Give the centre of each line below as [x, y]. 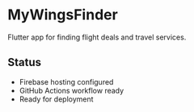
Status [25, 62]
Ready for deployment [56, 99]
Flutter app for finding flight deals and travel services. [97, 37]
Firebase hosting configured [66, 81]
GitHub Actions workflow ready [72, 90]
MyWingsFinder [63, 15]
